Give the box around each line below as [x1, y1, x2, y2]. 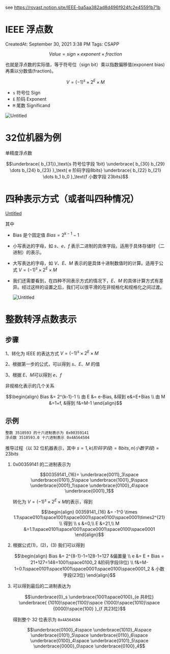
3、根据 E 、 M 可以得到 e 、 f [5, 372, 62, 378]
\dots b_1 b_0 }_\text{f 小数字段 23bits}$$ [42, 173, 129, 179]
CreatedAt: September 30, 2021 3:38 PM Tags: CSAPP [5, 41, 120, 47]
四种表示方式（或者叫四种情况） [5, 193, 139, 205]
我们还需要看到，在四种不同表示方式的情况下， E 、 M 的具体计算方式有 [12, 277, 159, 284]
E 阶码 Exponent [12, 96, 47, 102]
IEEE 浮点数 [5, 24, 53, 35]
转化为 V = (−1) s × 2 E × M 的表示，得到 [12, 498, 93, 505]
